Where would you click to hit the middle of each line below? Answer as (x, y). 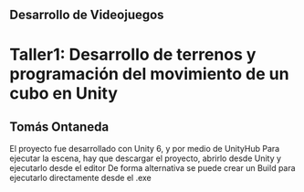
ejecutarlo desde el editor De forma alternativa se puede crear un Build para (152, 168)
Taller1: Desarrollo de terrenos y (133, 54)
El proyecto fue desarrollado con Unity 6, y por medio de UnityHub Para (145, 149)
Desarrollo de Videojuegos (87, 15)
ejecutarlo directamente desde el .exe (81, 178)
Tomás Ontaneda (59, 127)
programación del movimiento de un (149, 74)
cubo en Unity (64, 93)
